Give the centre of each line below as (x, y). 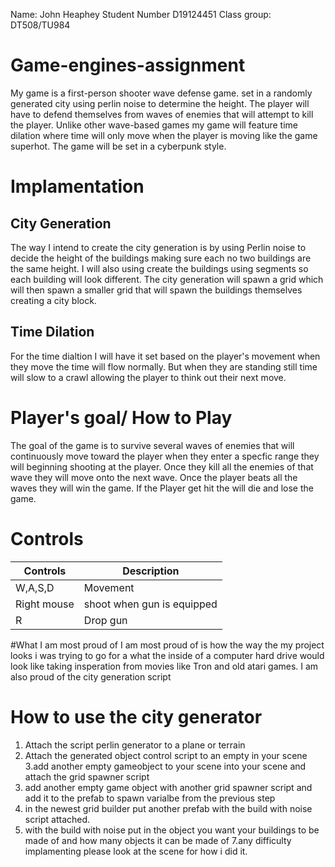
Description (151, 571)
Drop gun (105, 620)
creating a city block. (53, 300)
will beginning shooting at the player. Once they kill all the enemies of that (162, 466)
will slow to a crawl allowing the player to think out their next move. (148, 377)
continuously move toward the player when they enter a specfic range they (165, 456)
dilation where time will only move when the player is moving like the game (164, 135)
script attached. (57, 819)
